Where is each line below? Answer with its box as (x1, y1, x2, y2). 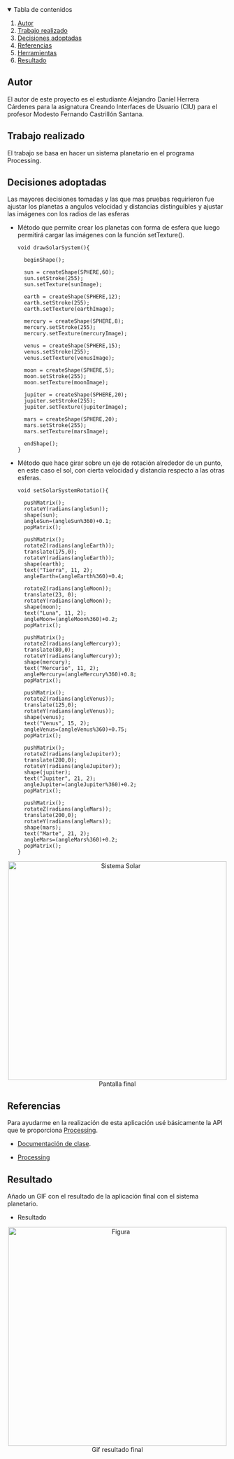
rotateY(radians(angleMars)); (24, 818, 112, 825)
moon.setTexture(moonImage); (24, 379, 109, 386)
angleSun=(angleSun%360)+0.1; (24, 518, 112, 525)
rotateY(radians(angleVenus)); (24, 708, 115, 715)
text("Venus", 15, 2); (24, 720, 90, 727)
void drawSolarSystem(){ (17, 244, 90, 251)
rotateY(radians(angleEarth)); (24, 554, 115, 561)
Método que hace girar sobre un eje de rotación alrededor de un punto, (17, 459, 223, 467)
